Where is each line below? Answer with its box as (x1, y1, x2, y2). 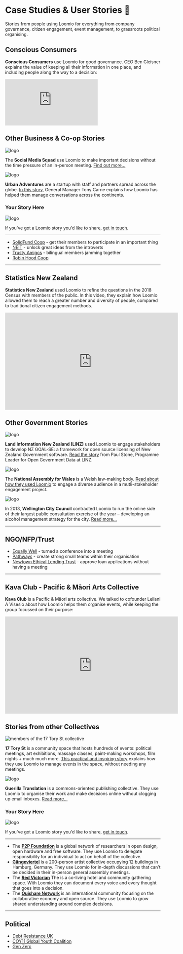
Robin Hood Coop (12, 254, 49, 261)
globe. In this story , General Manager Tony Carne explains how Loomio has (5, 186, 158, 192)
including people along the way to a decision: (5, 69, 97, 75)
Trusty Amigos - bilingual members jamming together (12, 249, 121, 255)
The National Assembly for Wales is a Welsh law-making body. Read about (5, 476, 159, 482)
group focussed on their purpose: (5, 607, 73, 613)
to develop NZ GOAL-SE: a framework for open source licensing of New (5, 447, 151, 453)
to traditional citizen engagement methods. (5, 302, 93, 308)
